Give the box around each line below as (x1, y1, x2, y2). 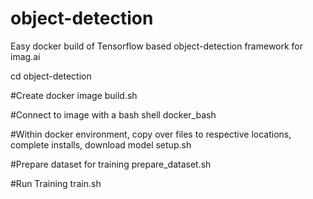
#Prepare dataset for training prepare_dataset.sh (10, 158, 212, 170)
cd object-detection (10, 70, 92, 82)
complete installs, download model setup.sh (10, 138, 192, 151)
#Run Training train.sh (10, 177, 102, 189)
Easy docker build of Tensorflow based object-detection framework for (10, 40, 304, 52)
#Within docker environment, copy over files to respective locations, (10, 128, 292, 140)
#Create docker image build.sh (10, 89, 138, 101)
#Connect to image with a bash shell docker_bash (10, 108, 217, 121)
